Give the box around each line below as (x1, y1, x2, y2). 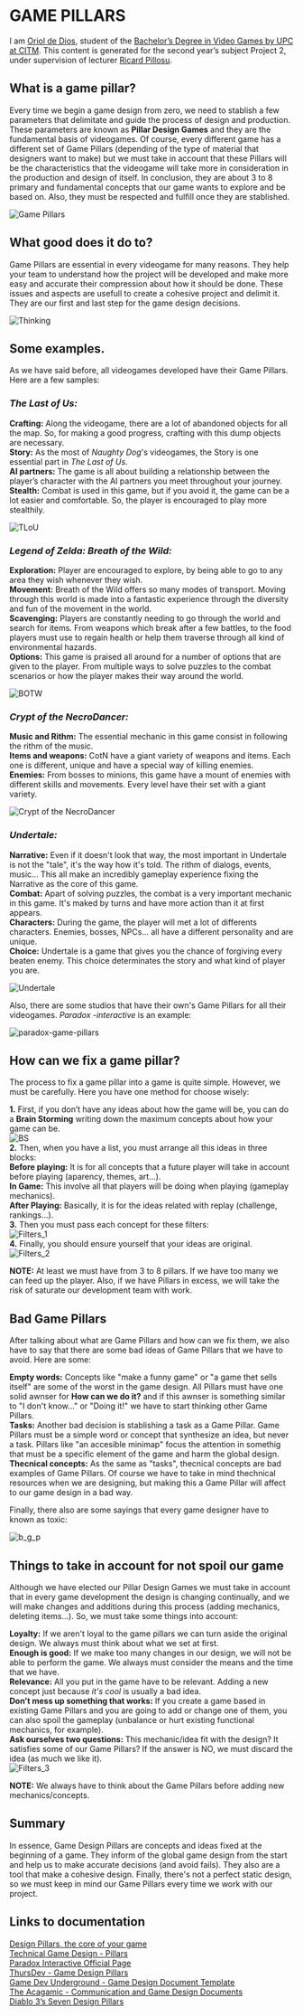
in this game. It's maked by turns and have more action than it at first (9, 897, 264, 909)
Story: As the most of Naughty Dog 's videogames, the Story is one (9, 447, 259, 457)
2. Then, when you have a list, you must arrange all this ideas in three (9, 1143, 268, 1154)
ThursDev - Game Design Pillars (9, 1967, 129, 1978)
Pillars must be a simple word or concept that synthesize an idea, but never (9, 1429, 289, 1440)
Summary (9, 1816, 66, 1832)
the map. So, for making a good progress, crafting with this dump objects (9, 427, 281, 438)
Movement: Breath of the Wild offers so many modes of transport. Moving (9, 584, 286, 595)
